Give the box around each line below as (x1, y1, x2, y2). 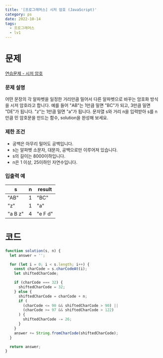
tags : (5, 21, 16, 26)
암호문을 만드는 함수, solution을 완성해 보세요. (19, 115, 109, 121)
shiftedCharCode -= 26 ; (23, 317, 72, 322)
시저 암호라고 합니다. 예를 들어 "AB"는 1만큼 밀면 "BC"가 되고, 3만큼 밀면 (10, 102, 151, 108)
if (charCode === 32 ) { (14, 280, 63, 285)
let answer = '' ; (9, 253, 46, 258)
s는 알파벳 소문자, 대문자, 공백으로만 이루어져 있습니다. (12, 147, 118, 153)
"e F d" (37, 210, 54, 217)
